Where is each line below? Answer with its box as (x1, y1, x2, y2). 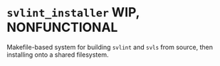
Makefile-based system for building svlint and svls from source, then (6, 43, 213, 51)
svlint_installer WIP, (6, 4, 140, 21)
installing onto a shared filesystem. (6, 50, 109, 59)
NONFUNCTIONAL (6, 19, 118, 35)
